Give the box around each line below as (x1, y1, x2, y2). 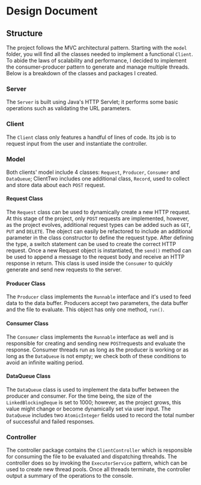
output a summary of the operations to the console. (6, 472, 134, 479)
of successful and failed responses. (6, 418, 95, 425)
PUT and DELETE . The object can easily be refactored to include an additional (6, 227, 193, 235)
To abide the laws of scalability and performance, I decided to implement (6, 57, 187, 64)
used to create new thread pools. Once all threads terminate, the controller (6, 466, 191, 473)
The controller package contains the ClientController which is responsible (6, 446, 193, 454)
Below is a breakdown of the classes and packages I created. (6, 70, 158, 76)
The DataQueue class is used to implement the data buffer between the (6, 386, 179, 393)
